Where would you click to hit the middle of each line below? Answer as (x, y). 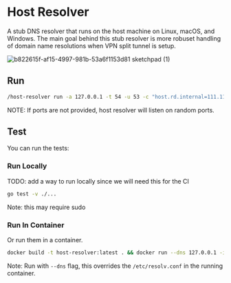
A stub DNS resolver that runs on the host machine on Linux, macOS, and (111, 31)
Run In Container (36, 225)
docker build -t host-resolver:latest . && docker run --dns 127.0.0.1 (112, 253)
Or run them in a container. (45, 240)
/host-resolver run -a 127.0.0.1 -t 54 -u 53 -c (78, 97)
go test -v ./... (32, 194)
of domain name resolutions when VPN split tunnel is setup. (92, 46)
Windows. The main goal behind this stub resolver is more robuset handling (114, 38)
